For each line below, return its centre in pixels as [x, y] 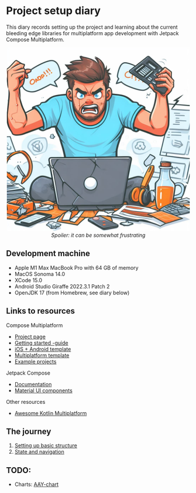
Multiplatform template [42, 355]
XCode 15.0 [28, 280]
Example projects [35, 361]
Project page [30, 336]
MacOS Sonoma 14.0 [40, 274]
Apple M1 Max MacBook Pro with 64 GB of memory [76, 267]
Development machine [48, 254]
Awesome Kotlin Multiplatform [51, 413]
